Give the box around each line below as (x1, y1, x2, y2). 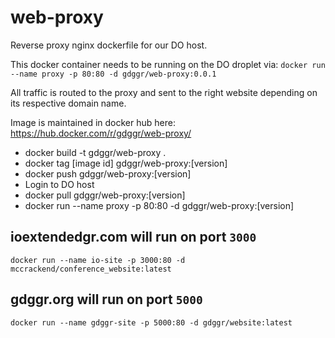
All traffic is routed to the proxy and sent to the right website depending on (10, 86, 318, 98)
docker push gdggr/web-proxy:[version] (24, 167, 192, 180)
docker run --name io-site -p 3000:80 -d (10, 255, 186, 265)
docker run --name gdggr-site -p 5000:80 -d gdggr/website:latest (10, 317, 293, 328)
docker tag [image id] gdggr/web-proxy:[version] (24, 157, 228, 169)
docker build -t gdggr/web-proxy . (24, 146, 167, 158)
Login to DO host (24, 178, 95, 190)
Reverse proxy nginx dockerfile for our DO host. (10, 39, 208, 51)
